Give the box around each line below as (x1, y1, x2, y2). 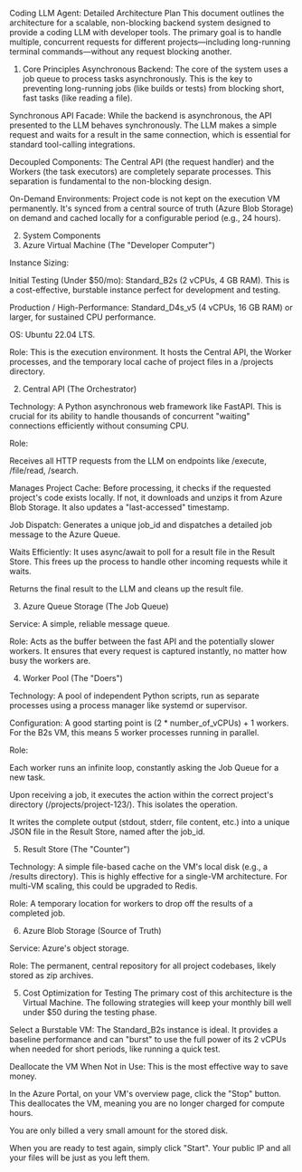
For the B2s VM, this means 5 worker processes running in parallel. (9, 727, 260, 737)
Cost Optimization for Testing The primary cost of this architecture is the (22, 987, 293, 998)
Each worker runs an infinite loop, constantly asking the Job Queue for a (9, 763, 279, 773)
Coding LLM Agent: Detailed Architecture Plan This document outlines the (9, 8, 285, 18)
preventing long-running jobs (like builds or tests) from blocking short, (22, 83, 285, 93)
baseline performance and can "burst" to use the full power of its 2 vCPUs (9, 1034, 287, 1044)
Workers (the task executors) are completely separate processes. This (9, 167, 271, 177)
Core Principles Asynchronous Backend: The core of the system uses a (22, 63, 288, 74)
